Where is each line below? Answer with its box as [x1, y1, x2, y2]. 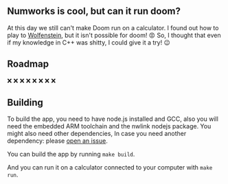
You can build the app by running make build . [7, 150, 135, 159]
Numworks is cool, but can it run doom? [7, 5, 181, 17]
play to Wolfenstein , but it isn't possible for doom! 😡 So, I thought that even [7, 31, 221, 39]
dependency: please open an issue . [7, 137, 108, 145]
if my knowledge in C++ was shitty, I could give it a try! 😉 [7, 38, 170, 47]
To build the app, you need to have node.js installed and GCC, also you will [7, 115, 218, 123]
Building [7, 97, 43, 108]
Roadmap [7, 58, 49, 70]
